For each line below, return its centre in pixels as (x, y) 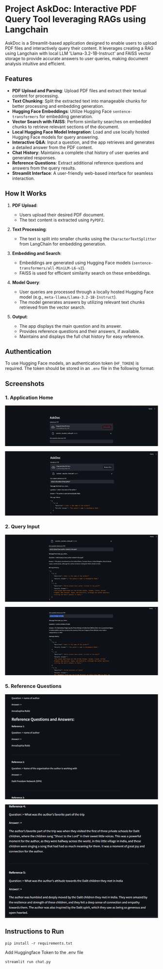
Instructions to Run (34, 931)
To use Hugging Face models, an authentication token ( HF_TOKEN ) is (72, 363)
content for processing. (35, 96)
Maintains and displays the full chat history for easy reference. (82, 336)
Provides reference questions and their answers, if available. (80, 331)
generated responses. (34, 158)
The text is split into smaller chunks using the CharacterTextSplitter (88, 238)
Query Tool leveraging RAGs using (76, 19)
